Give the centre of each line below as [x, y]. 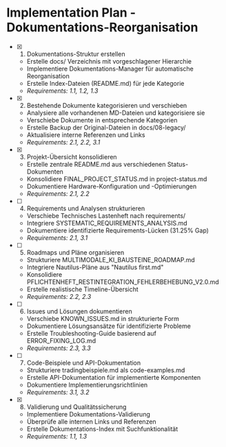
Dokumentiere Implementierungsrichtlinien [87, 385]
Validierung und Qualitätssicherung [76, 407]
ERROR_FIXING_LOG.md [61, 340]
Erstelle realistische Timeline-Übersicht [82, 289]
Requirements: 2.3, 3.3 [59, 348]
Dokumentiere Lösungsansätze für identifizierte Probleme [109, 326]
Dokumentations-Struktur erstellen [76, 54]
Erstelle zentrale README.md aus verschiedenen [96, 164]
